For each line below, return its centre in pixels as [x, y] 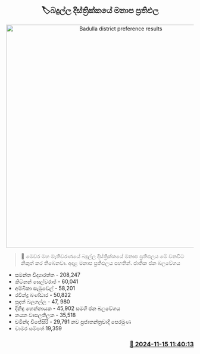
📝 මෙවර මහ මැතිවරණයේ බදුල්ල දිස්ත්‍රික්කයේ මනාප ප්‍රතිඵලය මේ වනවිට [102, 256]
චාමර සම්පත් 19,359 [38, 328]
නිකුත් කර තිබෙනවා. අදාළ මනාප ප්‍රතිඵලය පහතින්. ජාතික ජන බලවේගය [100, 263]
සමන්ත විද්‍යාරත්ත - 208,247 [47, 275]
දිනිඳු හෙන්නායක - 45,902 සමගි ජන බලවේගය [68, 308]
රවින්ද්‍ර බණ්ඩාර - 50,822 [43, 295]
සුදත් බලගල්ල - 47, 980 [42, 301]
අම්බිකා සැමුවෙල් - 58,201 [45, 288]
